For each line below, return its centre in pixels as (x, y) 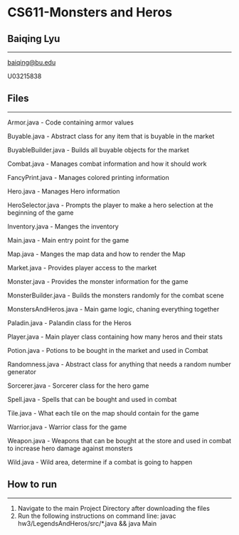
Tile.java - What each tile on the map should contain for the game (103, 413)
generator (22, 371)
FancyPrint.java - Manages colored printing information (88, 177)
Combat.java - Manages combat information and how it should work (107, 164)
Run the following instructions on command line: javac (97, 516)
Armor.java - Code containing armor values (70, 122)
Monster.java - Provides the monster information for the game (98, 281)
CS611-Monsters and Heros (90, 12)
